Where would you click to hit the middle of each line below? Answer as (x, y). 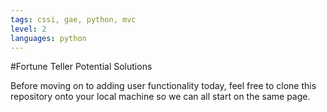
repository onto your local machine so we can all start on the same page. (160, 97)
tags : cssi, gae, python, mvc (73, 19)
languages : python (48, 38)
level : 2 (28, 29)
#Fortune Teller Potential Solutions (81, 67)
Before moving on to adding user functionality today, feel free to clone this (163, 86)
